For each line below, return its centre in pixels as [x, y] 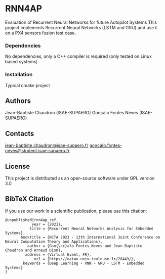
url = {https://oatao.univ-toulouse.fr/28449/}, [85, 259]
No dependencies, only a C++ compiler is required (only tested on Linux [79, 56]
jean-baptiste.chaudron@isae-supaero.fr [47, 145]
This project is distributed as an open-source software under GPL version [80, 178]
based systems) [21, 62]
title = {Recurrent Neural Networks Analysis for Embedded [91, 229]
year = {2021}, [47, 224]
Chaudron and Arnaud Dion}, [34, 250]
